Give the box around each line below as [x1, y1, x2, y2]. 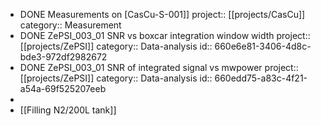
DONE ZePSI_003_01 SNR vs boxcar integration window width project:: [19, 30, 311, 41]
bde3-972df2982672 [19, 51, 108, 63]
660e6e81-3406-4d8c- [214, 40, 312, 52]
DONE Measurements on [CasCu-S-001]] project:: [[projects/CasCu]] [19, 9, 306, 20]
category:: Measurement [19, 19, 122, 31]
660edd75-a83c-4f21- [214, 72, 308, 84]
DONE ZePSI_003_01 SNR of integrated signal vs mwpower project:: [19, 62, 299, 73]
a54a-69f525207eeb [19, 83, 107, 94]
